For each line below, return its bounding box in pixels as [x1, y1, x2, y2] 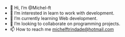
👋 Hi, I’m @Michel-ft [9, 5, 51, 10]
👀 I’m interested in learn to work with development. [9, 10, 115, 16]
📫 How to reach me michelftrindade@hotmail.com [9, 26, 114, 32]
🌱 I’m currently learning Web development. [9, 15, 98, 21]
